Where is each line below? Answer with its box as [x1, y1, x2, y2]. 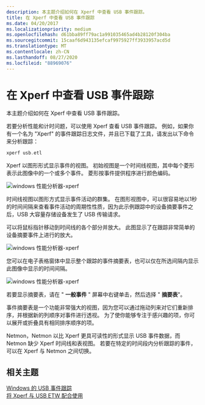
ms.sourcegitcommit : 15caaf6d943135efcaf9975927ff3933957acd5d [6, 37, 171, 43]
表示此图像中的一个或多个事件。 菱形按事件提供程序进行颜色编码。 [6, 169, 174, 177]
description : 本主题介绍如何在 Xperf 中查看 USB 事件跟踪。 [6, 9, 148, 15]
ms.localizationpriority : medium [6, 26, 92, 32]
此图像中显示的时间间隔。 [6, 265, 71, 272]
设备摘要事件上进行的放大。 [6, 232, 76, 239]
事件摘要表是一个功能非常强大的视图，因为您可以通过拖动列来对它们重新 [6, 304, 188, 312]
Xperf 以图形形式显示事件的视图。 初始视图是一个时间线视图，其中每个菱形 [6, 162, 195, 169]
